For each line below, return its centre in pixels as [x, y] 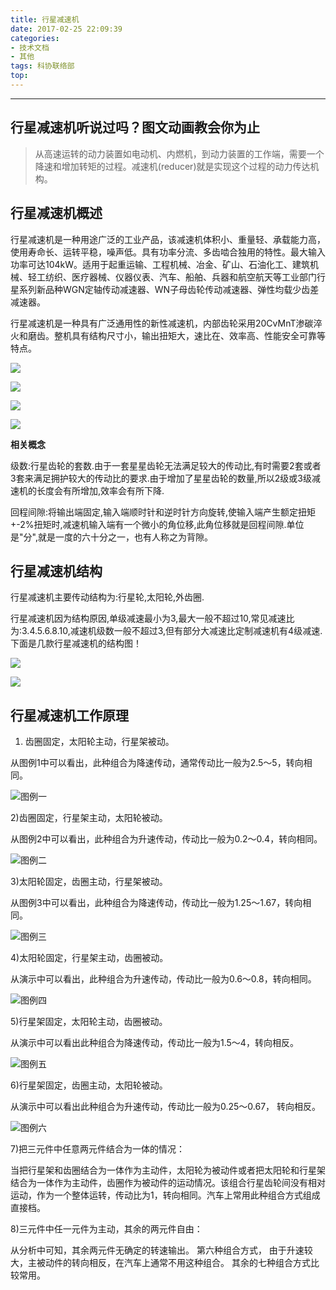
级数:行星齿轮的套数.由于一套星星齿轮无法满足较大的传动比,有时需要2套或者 [166, 465]
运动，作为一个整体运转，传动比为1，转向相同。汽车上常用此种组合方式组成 [165, 1195]
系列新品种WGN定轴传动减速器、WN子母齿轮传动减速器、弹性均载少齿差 [169, 289]
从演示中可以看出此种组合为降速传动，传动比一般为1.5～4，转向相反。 [154, 1043]
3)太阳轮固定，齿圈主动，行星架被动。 [89, 882]
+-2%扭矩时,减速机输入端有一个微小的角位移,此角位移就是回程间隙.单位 [157, 524]
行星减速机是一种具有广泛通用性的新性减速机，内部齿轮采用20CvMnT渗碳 [162, 323]
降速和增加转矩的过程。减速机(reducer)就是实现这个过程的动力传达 [172, 166]
